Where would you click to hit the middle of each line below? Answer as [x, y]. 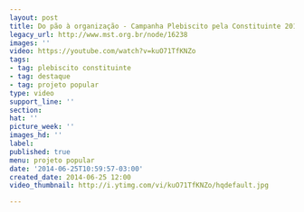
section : [26, 110]
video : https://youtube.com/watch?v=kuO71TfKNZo [103, 51]
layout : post [34, 18]
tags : [19, 60]
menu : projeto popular [52, 160]
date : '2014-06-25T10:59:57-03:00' [76, 169]
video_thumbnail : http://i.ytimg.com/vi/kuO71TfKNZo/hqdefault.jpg [139, 186]
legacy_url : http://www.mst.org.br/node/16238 [99, 34]
